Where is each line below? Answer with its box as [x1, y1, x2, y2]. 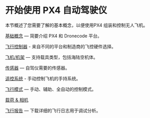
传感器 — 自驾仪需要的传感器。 [5, 65, 70, 71]
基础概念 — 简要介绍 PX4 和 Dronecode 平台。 [5, 33, 102, 39]
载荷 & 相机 [5, 96, 29, 103]
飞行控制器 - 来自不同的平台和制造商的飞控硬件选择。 [5, 43, 116, 49]
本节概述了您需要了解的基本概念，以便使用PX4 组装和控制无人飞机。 [5, 22, 148, 28]
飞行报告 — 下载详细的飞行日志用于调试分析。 [5, 107, 101, 113]
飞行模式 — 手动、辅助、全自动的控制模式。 [5, 86, 96, 92]
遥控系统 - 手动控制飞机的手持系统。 [5, 75, 81, 81]
